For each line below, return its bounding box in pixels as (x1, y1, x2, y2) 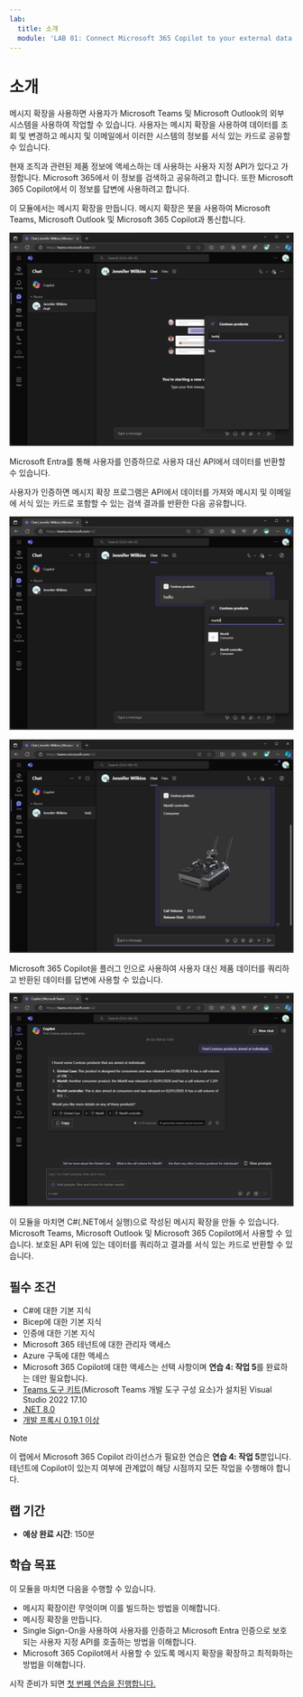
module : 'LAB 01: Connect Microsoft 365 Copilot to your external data (17, 33, 293, 42)
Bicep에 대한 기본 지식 (22, 1317, 102, 1328)
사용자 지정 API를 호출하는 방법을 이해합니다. (39, 1636, 197, 1647)
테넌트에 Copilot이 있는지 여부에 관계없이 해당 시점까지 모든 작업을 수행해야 (9, 1463, 274, 1474)
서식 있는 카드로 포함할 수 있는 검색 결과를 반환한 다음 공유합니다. (18, 498, 247, 509)
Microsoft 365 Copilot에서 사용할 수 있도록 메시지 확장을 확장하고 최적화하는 (22, 1647, 294, 1658)
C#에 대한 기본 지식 (22, 1305, 92, 1316)
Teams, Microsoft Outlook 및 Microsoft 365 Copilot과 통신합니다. (9, 214, 246, 225)
